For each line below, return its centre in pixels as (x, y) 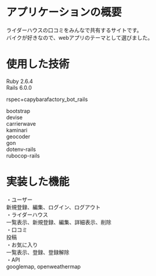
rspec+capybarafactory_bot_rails (47, 99)
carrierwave (21, 123)
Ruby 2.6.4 (19, 81)
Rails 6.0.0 (19, 87)
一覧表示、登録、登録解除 (38, 252)
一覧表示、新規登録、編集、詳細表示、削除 (59, 222)
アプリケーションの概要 (64, 12)
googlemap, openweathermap (43, 266)
